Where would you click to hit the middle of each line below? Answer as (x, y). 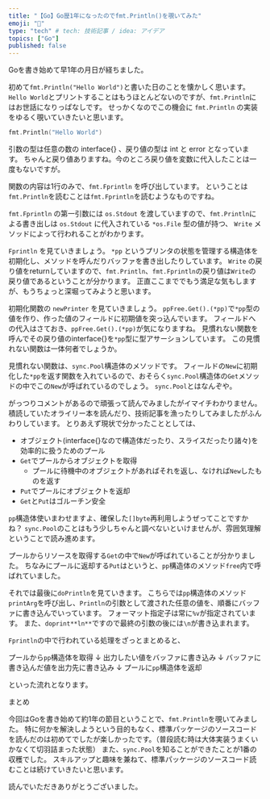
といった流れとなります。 (50, 684)
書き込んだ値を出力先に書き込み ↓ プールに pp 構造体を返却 (105, 667)
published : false (37, 46)
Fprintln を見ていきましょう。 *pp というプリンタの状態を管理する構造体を (133, 251)
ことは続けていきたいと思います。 (71, 769)
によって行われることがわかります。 (89, 234)
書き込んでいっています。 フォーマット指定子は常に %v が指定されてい (136, 613)
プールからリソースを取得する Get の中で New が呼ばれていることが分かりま (128, 555)
